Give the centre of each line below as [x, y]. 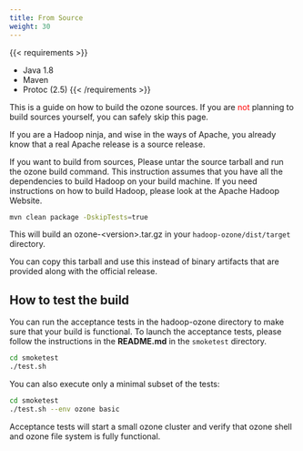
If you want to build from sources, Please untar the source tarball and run [146, 161]
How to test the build [70, 300]
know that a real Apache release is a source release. [107, 144]
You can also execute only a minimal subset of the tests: [115, 384]
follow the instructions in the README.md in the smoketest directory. [138, 342]
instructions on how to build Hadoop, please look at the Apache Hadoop [145, 190]
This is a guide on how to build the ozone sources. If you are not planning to [151, 107]
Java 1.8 [38, 70]
